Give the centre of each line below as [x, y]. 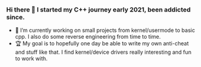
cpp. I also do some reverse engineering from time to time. [88, 37]
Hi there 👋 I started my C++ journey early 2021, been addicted [99, 10]
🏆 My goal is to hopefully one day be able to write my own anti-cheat [102, 43]
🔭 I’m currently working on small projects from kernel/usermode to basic [105, 30]
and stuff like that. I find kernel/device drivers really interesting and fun [103, 52]
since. [16, 17]
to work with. [31, 59]
